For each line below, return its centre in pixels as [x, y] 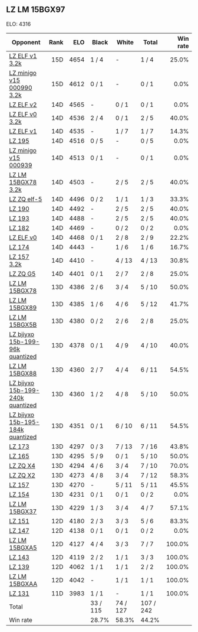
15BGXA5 [23, 548]
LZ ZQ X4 [22, 465]
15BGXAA [23, 584]
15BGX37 [23, 512]
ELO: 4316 [19, 24]
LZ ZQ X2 [22, 475]
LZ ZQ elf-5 [26, 199]
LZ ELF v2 [23, 105]
